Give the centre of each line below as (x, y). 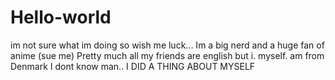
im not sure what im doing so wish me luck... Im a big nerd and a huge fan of (167, 45)
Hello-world (61, 17)
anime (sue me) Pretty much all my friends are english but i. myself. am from (167, 55)
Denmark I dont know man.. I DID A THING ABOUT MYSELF (133, 66)
